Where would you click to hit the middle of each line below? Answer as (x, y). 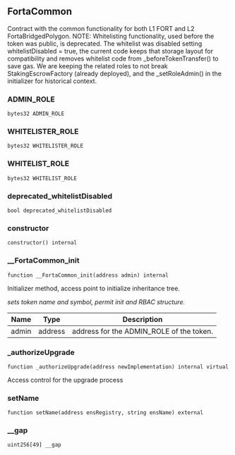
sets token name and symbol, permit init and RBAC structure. (96, 301)
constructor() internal (42, 243)
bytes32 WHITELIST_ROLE (42, 178)
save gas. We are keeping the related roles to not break (88, 66)
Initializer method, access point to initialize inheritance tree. (94, 288)
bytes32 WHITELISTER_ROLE (45, 146)
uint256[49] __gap (34, 445)
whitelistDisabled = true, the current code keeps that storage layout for (110, 51)
